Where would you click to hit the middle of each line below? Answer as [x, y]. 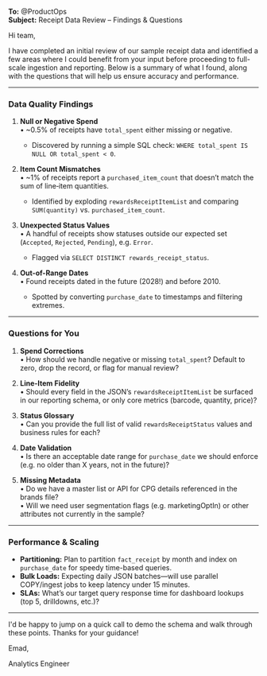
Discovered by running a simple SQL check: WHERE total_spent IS [140, 146]
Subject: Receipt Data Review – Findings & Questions [95, 20]
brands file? [39, 497]
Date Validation [46, 448]
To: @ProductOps [38, 12]
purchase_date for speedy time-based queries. [96, 567]
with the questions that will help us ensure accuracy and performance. [124, 76]
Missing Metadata [50, 480]
